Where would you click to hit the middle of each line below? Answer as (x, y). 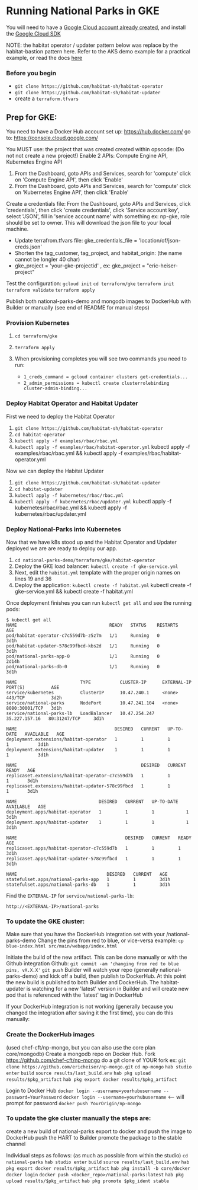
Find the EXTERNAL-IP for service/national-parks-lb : (70, 895)
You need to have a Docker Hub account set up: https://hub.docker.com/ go (98, 132)
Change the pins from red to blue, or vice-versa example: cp (111, 940)
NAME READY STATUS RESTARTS (92, 625)
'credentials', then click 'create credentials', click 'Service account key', (93, 210)
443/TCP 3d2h (34, 698)
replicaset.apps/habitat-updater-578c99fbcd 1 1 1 (94, 859)
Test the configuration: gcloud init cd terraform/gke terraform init (90, 283)
